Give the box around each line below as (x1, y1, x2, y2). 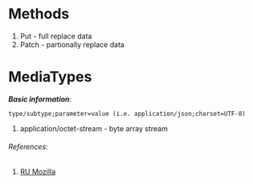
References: (8, 142, 48, 152)
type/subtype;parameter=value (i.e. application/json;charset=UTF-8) (8, 110, 247, 118)
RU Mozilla (19, 167, 56, 177)
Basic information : (8, 94, 72, 104)
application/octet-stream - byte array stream (19, 123, 169, 133)
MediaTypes (8, 68, 92, 86)
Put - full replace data (19, 31, 92, 41)
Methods (8, 5, 70, 23)
